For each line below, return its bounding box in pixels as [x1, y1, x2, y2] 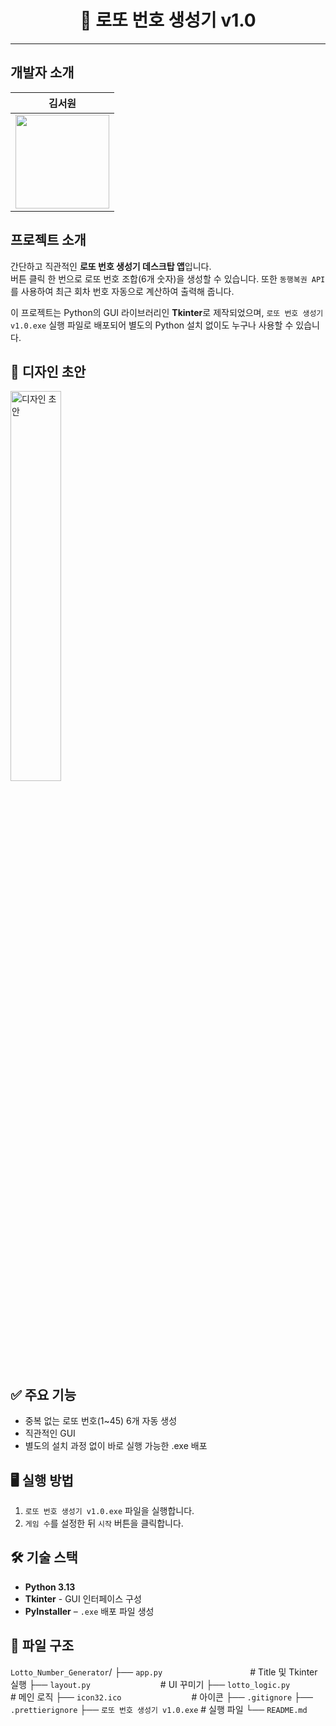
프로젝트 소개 [10, 232, 87, 249]
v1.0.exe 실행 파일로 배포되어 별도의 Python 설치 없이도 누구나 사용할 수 [10, 319, 294, 331]
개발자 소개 [10, 64, 75, 81]
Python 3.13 [24, 1581, 76, 1593]
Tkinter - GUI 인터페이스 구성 [24, 1592, 142, 1605]
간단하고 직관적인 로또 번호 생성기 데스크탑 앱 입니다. [10, 260, 212, 272]
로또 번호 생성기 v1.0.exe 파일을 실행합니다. [24, 1505, 195, 1516]
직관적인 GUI [24, 1427, 76, 1440]
